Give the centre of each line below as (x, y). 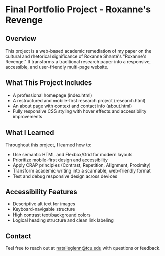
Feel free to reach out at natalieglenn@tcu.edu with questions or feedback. (83, 248)
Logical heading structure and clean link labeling (63, 220)
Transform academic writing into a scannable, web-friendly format (82, 170)
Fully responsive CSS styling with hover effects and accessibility (79, 111)
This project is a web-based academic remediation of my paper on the (78, 51)
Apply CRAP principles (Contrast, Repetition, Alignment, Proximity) (82, 165)
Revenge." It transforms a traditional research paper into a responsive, (78, 61)
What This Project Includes (49, 83)
